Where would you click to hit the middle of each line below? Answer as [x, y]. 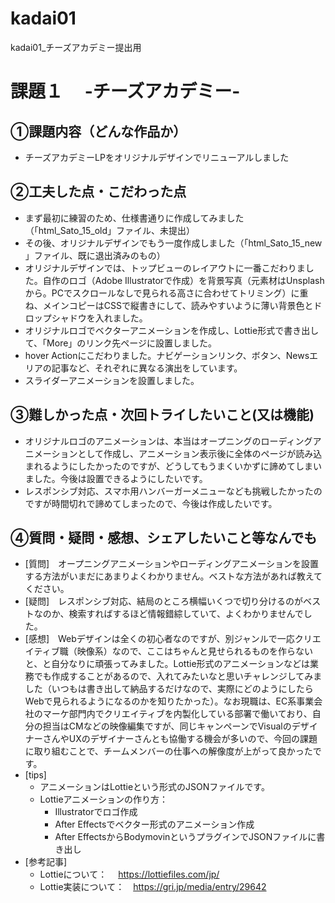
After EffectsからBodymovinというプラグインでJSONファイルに [185, 837]
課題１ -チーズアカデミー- [125, 91]
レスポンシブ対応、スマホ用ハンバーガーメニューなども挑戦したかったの [173, 491]
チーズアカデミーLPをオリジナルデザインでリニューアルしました [157, 157]
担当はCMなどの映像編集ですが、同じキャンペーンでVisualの [167, 726]
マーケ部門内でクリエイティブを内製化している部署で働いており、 [177, 714]
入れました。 [121, 318]
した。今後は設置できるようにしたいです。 [120, 478]
